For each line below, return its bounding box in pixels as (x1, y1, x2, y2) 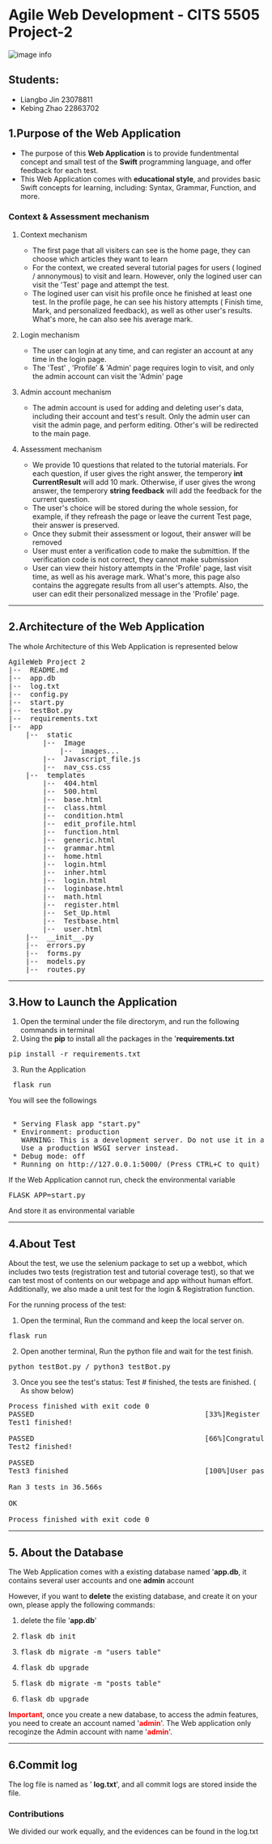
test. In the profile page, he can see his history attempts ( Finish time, (32, 297, 263, 307)
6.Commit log (8, 1758, 79, 1772)
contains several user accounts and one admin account (8, 1576, 194, 1586)
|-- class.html (42, 803, 107, 812)
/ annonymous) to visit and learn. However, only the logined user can (32, 271, 262, 281)
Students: (8, 73, 59, 87)
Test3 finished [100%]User (8, 1467, 249, 1476)
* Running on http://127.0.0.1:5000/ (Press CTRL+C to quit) (12, 1160, 261, 1169)
